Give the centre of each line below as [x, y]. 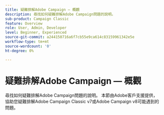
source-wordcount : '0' [28, 46]
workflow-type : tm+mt [27, 42]
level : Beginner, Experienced [36, 32]
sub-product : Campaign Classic [37, 19]
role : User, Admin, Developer [36, 28]
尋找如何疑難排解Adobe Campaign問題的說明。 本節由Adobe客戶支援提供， [81, 95]
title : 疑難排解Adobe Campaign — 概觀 [42, 10]
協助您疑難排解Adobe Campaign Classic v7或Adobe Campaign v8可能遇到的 [82, 102]
